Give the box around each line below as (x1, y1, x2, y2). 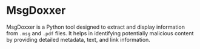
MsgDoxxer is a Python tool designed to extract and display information (6, 23, 185, 30)
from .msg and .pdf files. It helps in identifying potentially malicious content (6, 29, 194, 36)
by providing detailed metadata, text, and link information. (6, 36, 150, 43)
